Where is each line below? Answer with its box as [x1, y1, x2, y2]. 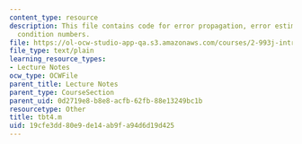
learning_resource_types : [9, 55, 106, 64]
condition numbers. [17, 30, 91, 38]
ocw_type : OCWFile [9, 72, 78, 80]
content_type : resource [9, 13, 99, 22]
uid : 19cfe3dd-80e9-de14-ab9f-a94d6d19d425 [9, 122, 175, 131]
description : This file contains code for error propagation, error [9, 21, 271, 30]
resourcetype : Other [9, 105, 87, 114]
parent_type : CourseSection [9, 88, 115, 97]
